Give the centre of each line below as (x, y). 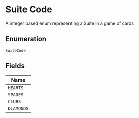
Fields (15, 66)
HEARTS (16, 88)
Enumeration (26, 39)
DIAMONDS (18, 108)
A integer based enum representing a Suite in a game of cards (70, 23)
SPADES (16, 95)
